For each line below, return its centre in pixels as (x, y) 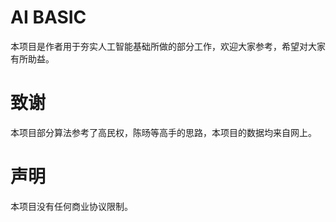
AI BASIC (48, 17)
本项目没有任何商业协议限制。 (71, 206)
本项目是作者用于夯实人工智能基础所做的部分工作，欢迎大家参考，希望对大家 (168, 46)
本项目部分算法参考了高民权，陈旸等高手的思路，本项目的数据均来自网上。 (163, 132)
